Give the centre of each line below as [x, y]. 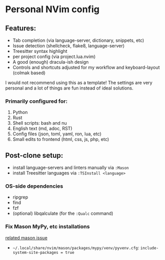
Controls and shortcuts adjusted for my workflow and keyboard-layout [86, 67]
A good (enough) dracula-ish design [51, 62]
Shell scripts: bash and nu [40, 123]
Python [20, 112]
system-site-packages [35, 252]
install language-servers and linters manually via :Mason [71, 168]
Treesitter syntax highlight [40, 51]
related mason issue [26, 238]
